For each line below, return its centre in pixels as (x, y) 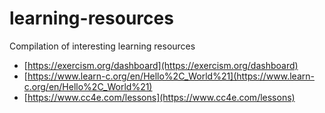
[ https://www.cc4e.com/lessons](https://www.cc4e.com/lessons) (159, 97)
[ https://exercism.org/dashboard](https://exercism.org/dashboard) (161, 65)
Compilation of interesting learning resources (102, 46)
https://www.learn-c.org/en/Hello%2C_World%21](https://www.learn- (171, 76)
